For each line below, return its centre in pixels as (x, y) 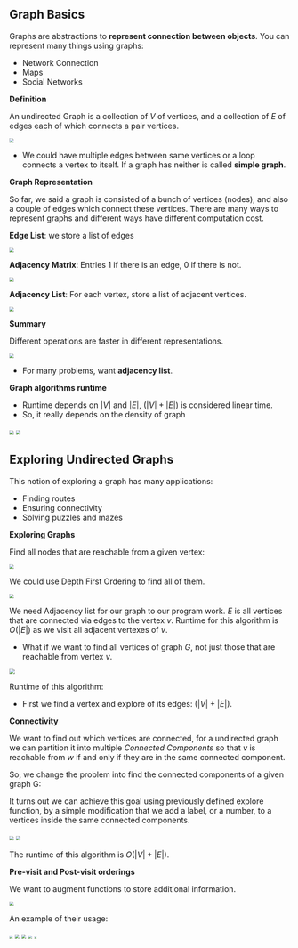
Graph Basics (47, 15)
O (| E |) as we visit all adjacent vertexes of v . (89, 629)
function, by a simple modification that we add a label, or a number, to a (141, 811)
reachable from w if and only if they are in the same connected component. (148, 758)
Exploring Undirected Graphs (92, 460)
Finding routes (48, 498)
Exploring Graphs (42, 534)
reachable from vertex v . (67, 656)
